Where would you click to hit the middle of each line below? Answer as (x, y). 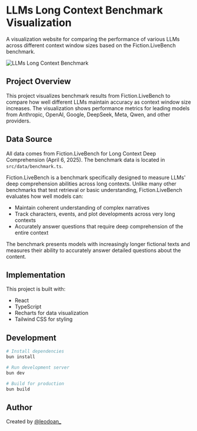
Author (19, 407)
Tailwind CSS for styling (44, 319)
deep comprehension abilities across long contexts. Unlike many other (91, 184)
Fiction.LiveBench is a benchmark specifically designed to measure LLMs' (96, 177)
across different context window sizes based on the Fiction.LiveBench (91, 45)
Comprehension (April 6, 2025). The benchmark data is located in (86, 160)
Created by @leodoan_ (34, 422)
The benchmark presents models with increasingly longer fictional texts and (98, 244)
